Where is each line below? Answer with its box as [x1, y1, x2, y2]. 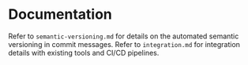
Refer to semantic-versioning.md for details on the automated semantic [8, 31, 239, 41]
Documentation [8, 5, 113, 23]
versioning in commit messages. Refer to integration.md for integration [8, 39, 241, 49]
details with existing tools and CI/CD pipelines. [8, 48, 160, 57]
